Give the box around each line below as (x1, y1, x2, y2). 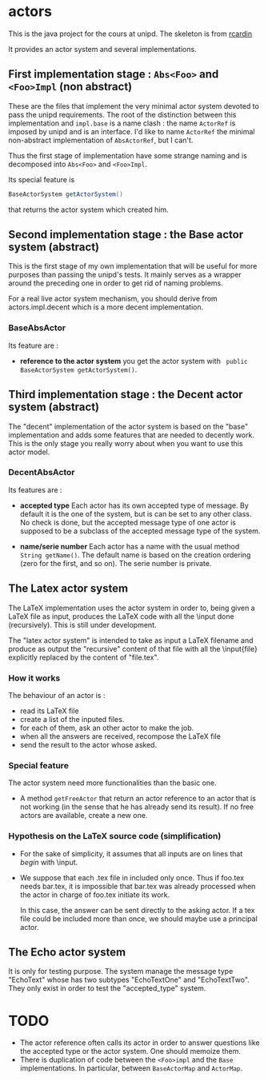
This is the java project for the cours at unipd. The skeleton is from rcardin (8, 29, 253, 38)
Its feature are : (8, 341, 58, 350)
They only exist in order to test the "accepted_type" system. (8, 983, 206, 993)
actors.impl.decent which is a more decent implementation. (8, 302, 204, 312)
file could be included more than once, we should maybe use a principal (19, 914, 258, 923)
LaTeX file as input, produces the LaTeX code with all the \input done (8, 611, 234, 621)
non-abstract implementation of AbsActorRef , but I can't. (8, 135, 194, 145)
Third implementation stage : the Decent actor (8, 388, 243, 401)
